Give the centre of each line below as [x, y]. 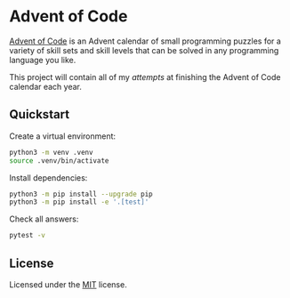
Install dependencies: [48, 177]
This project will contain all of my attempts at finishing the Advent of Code [145, 77]
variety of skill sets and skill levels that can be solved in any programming [144, 50]
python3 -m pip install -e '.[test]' [79, 202]
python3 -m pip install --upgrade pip [81, 194]
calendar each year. [46, 86]
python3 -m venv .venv [51, 152]
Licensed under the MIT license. [68, 284]
